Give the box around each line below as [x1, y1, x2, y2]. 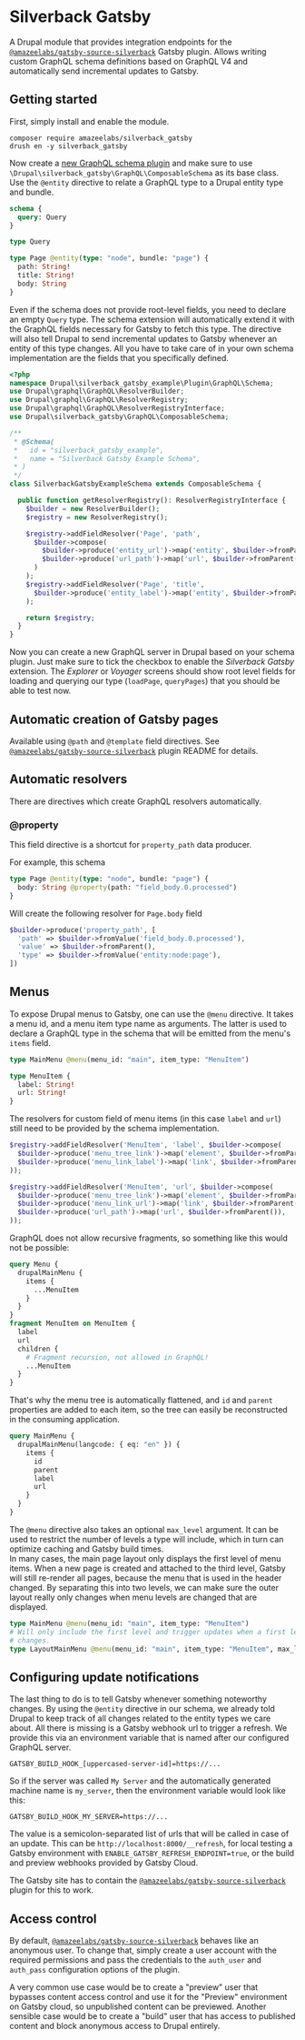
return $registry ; [25, 613, 95, 622]
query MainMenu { [9, 1432, 75, 1441]
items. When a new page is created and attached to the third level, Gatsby [9, 1563, 286, 1573]
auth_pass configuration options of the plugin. [9, 1965, 181, 1975]
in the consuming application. [9, 1414, 120, 1425]
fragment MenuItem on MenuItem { [9, 1319, 136, 1329]
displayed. [9, 1601, 48, 1612]
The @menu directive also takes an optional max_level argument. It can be [9, 1523, 279, 1534]
